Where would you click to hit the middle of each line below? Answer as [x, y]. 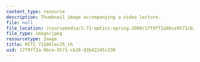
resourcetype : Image [32, 39]
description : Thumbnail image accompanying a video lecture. [84, 17]
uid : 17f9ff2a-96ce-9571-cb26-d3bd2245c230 [61, 50]
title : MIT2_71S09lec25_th [40, 45]
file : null [20, 22]
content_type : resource [36, 12]
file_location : [25, 28]
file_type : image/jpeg [34, 34]
